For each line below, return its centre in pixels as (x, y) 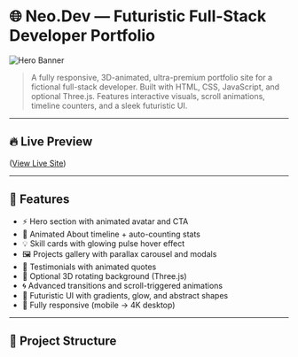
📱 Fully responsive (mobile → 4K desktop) (98, 305)
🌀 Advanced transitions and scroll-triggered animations (122, 285)
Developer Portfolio (82, 36)
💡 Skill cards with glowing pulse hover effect (103, 243)
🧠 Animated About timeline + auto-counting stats (111, 234)
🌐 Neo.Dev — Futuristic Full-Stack (138, 16)
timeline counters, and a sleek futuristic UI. (109, 105)
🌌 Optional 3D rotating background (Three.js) (105, 276)
